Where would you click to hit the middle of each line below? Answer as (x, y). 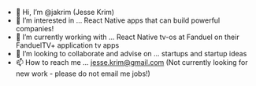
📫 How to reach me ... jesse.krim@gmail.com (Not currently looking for (132, 62)
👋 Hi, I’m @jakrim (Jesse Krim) (65, 12)
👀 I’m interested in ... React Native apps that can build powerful (118, 20)
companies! (35, 29)
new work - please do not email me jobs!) (83, 73)
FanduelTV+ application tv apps (67, 45)
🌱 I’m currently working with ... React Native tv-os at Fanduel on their (127, 37)
